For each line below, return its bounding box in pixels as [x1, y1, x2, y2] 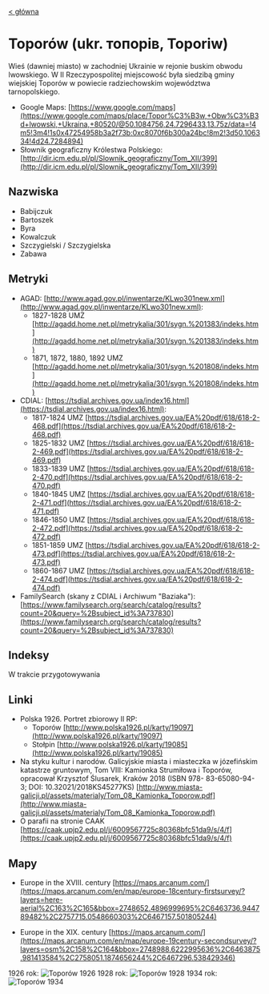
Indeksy [8, 648, 50, 662]
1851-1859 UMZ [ [31, 540, 88, 549]
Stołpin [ [31, 740, 60, 750]
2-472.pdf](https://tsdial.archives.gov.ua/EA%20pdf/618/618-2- [31, 523, 243, 533]
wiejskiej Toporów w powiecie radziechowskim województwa [8, 78, 211, 87]
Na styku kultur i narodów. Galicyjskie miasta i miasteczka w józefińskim [19, 757, 258, 767]
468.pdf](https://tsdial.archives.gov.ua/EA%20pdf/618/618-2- [31, 421, 236, 431]
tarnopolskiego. [8, 87, 60, 96]
